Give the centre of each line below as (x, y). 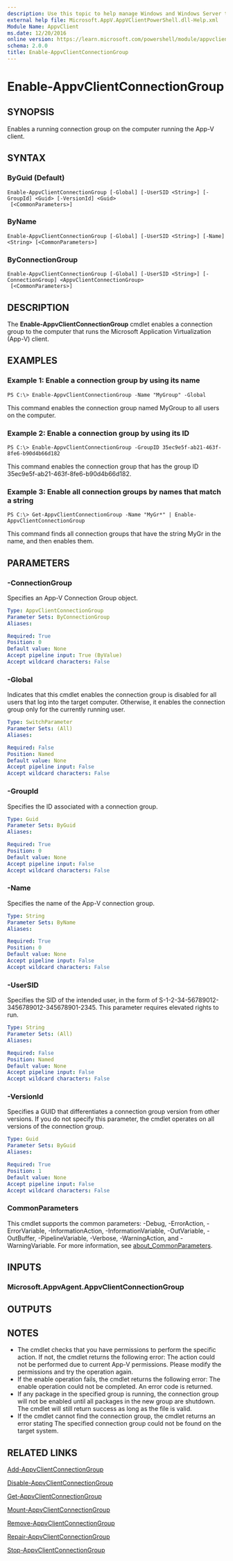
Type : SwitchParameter (40, 723)
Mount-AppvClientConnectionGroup (59, 1510)
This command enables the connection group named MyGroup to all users (113, 407)
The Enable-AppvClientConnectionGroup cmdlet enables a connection (110, 324)
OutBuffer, (22, 1238)
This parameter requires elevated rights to (159, 1008)
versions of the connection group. (55, 1127)
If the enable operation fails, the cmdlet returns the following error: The (119, 1379)
